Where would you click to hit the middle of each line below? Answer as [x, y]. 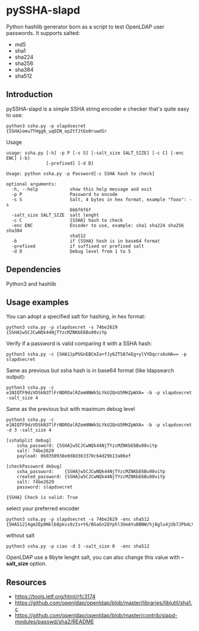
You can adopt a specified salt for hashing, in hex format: [76, 317]
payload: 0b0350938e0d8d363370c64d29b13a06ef [74, 456]
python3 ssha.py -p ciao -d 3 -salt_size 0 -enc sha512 [78, 546]
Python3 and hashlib [31, 284]
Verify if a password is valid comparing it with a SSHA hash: [79, 343]
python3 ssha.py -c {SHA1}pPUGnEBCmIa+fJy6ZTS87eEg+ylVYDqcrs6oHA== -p [96, 355]
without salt [20, 536]
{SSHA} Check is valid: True [42, 498]
